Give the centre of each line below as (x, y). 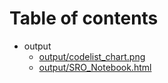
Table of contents (84, 18)
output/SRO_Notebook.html (95, 67)
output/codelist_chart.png (92, 56)
